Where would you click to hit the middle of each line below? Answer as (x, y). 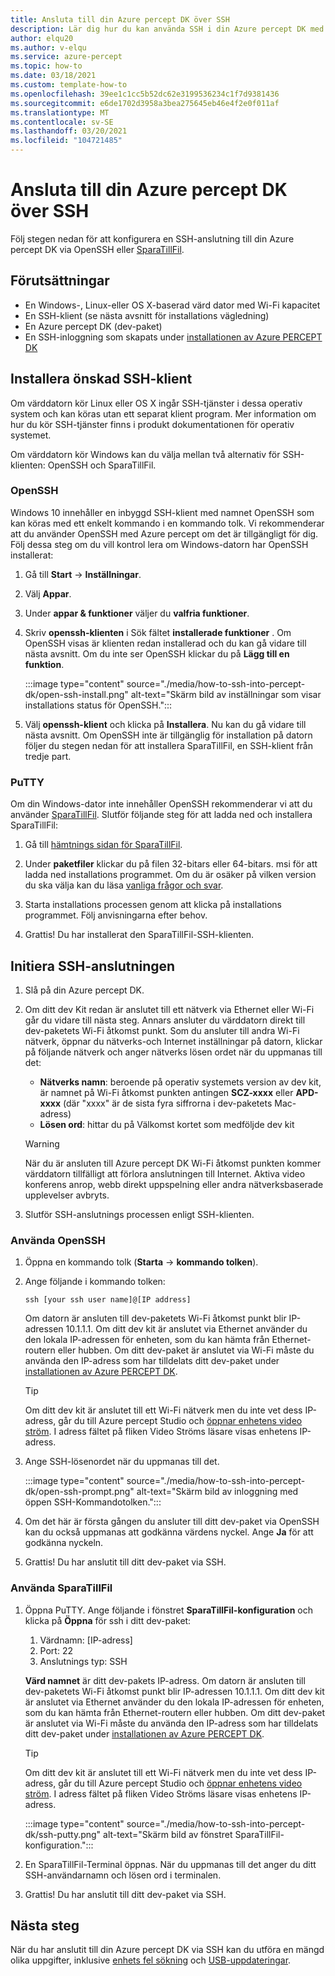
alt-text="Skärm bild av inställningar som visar (226, 694)
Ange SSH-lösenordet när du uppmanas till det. (122, 1462)
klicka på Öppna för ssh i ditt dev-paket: (108, 1620)
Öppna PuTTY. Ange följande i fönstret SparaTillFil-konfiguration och (169, 1610)
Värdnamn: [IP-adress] (86, 1640)
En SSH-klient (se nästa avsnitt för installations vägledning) (147, 315)
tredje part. (48, 756)
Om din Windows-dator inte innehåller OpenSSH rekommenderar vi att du (161, 804)
